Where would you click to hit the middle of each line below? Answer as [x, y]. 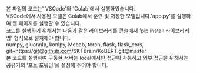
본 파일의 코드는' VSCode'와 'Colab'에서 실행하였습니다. [71, 9]
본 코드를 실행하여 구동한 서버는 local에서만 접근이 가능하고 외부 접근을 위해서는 [97, 58]
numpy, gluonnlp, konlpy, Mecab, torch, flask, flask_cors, [75, 45]
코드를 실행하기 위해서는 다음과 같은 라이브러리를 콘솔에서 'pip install [85, 31]
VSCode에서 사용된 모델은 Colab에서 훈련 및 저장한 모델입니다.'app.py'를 [91, 16]
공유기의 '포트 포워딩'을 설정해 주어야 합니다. [57, 65]
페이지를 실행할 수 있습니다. [50, 23]
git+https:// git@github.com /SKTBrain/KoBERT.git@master [76, 51]
